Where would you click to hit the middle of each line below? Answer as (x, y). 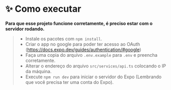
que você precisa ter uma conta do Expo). (69, 82)
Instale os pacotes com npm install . (64, 38)
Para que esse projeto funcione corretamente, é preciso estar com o (79, 23)
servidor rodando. (25, 29)
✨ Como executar (43, 9)
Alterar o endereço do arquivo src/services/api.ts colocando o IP (96, 66)
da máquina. (39, 71)
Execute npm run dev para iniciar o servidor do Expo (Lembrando (93, 77)
